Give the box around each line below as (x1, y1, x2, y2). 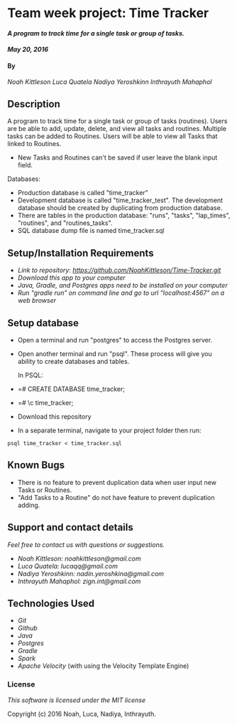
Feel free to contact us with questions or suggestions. (7, 540, 165, 549)
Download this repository (17, 412, 92, 421)
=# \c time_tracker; (17, 399, 74, 407)
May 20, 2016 (7, 45, 49, 54)
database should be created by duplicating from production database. (17, 204, 223, 212)
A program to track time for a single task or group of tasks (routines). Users (7, 117, 228, 125)
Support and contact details (7, 521, 133, 533)
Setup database (7, 317, 79, 329)
